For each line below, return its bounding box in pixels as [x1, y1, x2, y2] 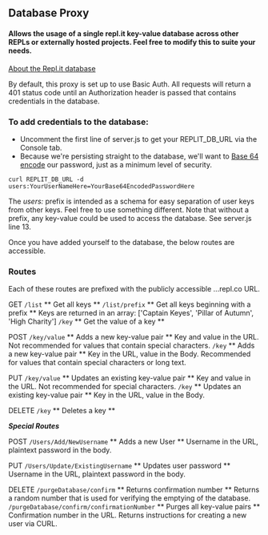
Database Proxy [8, 6, 90, 20]
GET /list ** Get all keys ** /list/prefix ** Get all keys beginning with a [8, 300, 251, 309]
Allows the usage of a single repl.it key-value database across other [8, 28, 239, 38]
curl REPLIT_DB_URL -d [8, 175, 84, 183]
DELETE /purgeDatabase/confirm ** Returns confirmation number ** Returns [8, 485, 260, 495]
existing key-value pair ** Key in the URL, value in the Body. [8, 390, 206, 400]
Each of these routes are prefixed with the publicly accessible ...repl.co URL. [8, 284, 260, 294]
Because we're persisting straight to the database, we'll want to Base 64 [19, 151, 259, 161]
